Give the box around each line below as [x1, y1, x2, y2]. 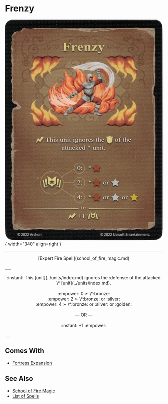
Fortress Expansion [12, 360, 52, 366]
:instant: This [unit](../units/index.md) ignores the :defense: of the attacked [7, 274, 161, 280]
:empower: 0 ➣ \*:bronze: [57, 290, 110, 296]
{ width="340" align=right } [5, 241, 62, 247]
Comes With [5, 347, 45, 355]
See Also [5, 374, 33, 383]
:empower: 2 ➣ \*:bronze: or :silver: [47, 296, 120, 302]
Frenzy [5, 3, 35, 14]
